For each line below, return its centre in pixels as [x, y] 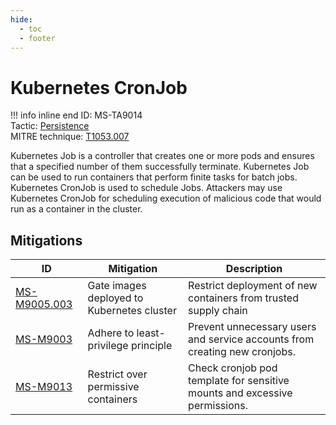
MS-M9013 [44, 387]
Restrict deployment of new [253, 286]
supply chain [218, 311]
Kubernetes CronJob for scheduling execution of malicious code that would [166, 198]
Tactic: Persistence [50, 126]
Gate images [117, 286]
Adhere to [111, 333]
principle [151, 346]
